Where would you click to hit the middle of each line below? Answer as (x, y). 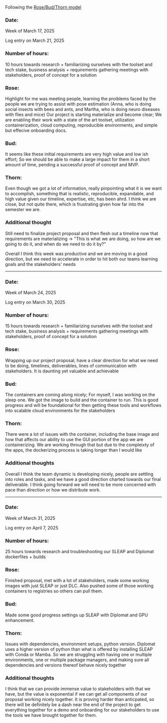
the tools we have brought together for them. (51, 715)
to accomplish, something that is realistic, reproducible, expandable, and (80, 194)
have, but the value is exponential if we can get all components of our (76, 694)
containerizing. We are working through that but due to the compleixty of (80, 445)
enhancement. (20, 620)
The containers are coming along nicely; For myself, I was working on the (80, 394)
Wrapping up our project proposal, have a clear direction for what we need (82, 360)
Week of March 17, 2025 (30, 31)
